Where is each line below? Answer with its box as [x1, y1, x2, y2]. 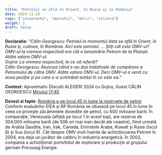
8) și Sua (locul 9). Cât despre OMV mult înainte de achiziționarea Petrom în [5, 129, 156, 135]
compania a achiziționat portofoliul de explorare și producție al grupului [5, 139, 147, 145]
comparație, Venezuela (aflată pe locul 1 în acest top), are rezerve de [5, 114, 143, 120]
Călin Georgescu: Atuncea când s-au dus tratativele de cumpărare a [5, 64, 143, 70]
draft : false [5, 25, 32, 30]
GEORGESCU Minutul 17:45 [5, 89, 60, 95]
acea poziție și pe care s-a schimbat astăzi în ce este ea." [5, 75, 122, 80]
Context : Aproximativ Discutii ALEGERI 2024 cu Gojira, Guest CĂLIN [5, 84, 142, 90]
